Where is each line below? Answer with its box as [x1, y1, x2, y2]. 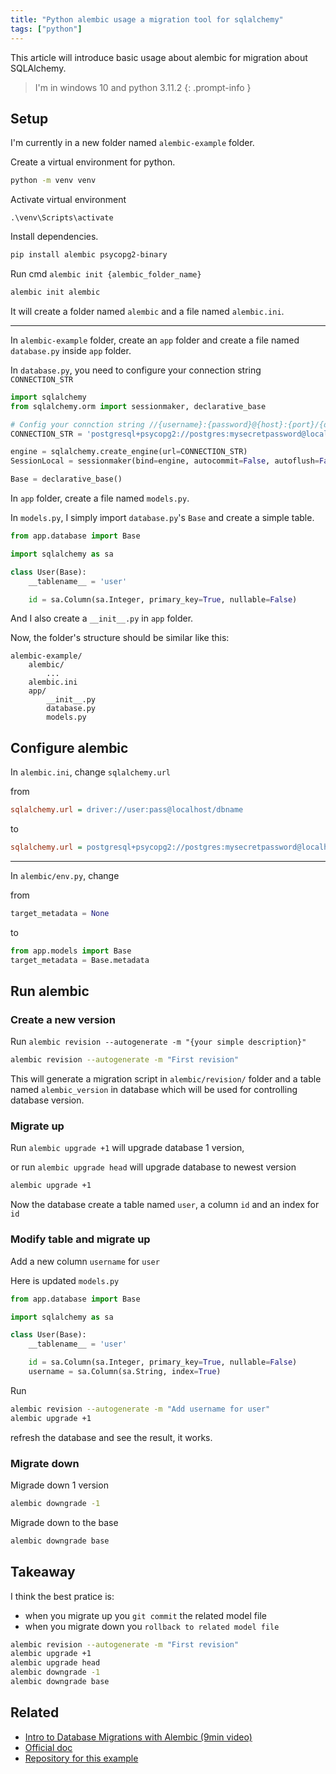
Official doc [24, 1741, 73, 1753]
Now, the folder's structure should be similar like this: [10, 632, 230, 644]
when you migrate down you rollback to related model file [24, 1620, 280, 1632]
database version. [10, 1094, 85, 1106]
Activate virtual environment [10, 194, 127, 206]
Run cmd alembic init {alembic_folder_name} [10, 268, 202, 280]
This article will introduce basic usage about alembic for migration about [10, 51, 308, 63]
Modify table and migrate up [10, 1232, 151, 1246]
